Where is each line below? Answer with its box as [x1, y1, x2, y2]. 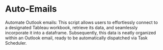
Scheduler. [5, 40, 27, 46]
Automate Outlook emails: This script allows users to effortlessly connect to [5, 19, 158, 25]
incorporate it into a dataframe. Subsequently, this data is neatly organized [5, 30, 156, 35]
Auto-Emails [5, 3, 57, 15]
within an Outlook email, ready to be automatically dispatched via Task [5, 35, 148, 41]
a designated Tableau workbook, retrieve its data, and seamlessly [5, 24, 138, 30]
